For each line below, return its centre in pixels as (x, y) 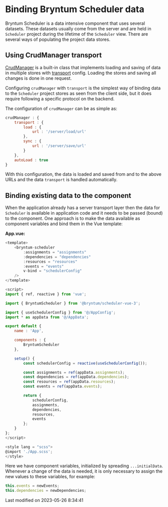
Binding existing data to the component (68, 195)
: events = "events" (44, 266)
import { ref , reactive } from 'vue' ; (46, 294)
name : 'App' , (29, 331)
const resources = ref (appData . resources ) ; (69, 382)
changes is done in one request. (38, 78)
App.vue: (15, 234)
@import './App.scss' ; (29, 451)
